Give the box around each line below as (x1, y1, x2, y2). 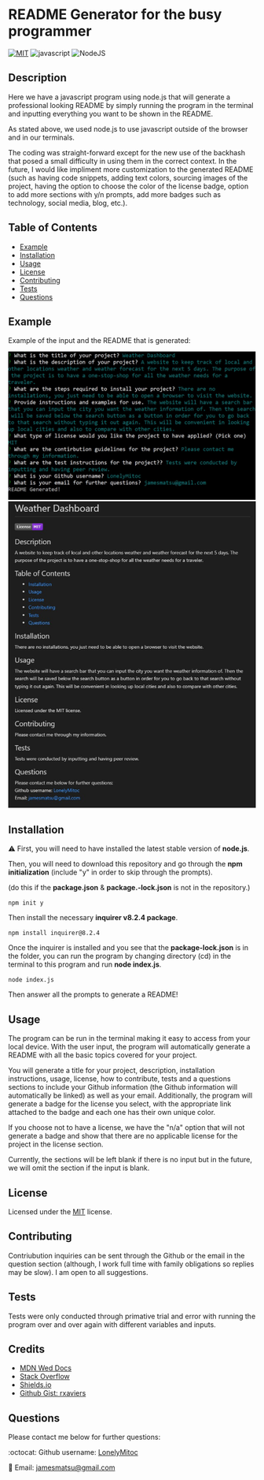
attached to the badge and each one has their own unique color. (8, 1108, 216, 1117)
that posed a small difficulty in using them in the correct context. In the (8, 156, 237, 166)
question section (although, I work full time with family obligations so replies (8, 1259, 255, 1269)
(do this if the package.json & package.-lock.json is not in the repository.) (8, 883, 251, 893)
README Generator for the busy (8, 6, 222, 24)
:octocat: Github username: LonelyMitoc (8, 1448, 139, 1457)
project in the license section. (8, 1139, 104, 1149)
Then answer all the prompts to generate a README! (8, 990, 178, 999)
